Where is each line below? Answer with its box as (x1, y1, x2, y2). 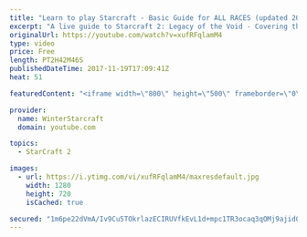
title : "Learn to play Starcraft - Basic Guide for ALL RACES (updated (9, 13, 288, 23)
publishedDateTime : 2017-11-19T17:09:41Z (9, 65, 170, 74)
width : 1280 (26, 180, 71, 190)
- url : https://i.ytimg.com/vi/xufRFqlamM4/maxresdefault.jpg (17, 172, 259, 181)
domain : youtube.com (17, 122, 96, 132)
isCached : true (26, 198, 84, 207)
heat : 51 (9, 73, 43, 82)
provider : (9, 106, 48, 115)
